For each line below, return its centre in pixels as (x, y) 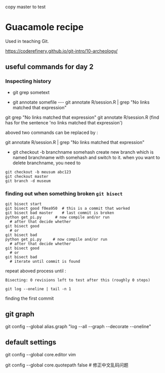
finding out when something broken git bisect (64, 194)
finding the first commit (30, 298)
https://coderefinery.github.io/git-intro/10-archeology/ (61, 51)
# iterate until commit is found (45, 261)
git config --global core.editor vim (40, 354)
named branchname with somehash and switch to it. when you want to (86, 157)
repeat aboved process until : (36, 271)
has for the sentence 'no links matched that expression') (64, 122)
